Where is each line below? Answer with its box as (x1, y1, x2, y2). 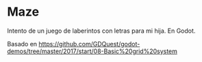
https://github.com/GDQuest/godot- (38, 40, 140, 48)
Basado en (7, 40, 38, 48)
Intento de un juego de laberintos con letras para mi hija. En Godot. (7, 27, 196, 35)
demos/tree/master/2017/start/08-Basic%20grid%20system (7, 47, 178, 55)
